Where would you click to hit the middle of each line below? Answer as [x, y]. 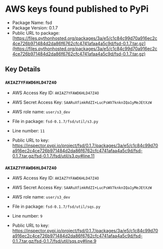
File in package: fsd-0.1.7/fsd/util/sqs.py [56, 206]
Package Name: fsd [32, 23]
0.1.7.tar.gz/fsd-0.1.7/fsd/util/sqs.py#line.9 [54, 241]
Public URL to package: [36, 33]
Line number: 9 [27, 216]
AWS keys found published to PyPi [77, 9]
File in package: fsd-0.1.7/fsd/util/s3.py [55, 121]
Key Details [23, 69]
